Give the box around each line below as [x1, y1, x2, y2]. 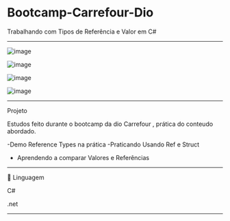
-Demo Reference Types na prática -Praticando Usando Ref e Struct [7, 140, 200, 148]
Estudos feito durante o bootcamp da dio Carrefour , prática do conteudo [7, 120, 214, 128]
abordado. [7, 127, 36, 135]
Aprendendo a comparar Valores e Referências [16, 153, 150, 161]
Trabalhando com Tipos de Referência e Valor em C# [7, 27, 157, 36]
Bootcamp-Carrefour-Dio [7, 5, 154, 21]
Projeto [7, 106, 27, 114]
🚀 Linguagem [7, 173, 44, 181]
